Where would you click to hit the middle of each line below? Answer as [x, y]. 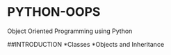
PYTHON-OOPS [54, 12]
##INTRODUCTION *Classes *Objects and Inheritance [86, 44]
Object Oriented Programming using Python [70, 31]
